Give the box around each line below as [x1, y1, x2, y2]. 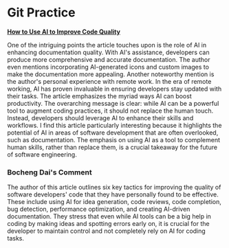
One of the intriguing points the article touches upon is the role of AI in [7, 41, 207, 49]
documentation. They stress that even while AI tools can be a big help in [7, 212, 212, 221]
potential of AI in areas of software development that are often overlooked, [7, 128, 219, 137]
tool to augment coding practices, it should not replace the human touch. [7, 106, 214, 115]
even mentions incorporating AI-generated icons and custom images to [7, 63, 210, 71]
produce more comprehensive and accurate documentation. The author [7, 55, 210, 63]
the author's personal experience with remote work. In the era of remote [7, 77, 212, 85]
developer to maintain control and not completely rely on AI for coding [7, 227, 206, 235]
